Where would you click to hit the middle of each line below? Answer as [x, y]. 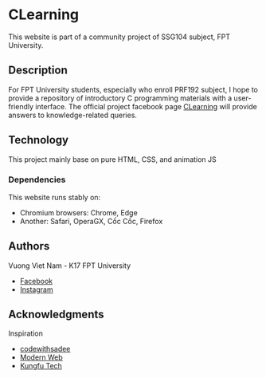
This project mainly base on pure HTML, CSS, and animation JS [112, 159]
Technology [39, 140]
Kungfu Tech [41, 366]
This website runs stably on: [55, 197]
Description [38, 71]
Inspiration [26, 333]
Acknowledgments [57, 315]
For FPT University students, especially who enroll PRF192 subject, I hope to [133, 89]
